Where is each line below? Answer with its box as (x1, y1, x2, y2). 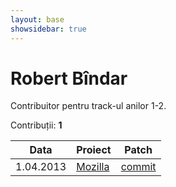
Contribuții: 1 (10, 119, 63, 131)
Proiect (76, 143, 112, 157)
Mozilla (76, 160, 110, 174)
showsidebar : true (10, 24, 87, 34)
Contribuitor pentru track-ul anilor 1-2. (10, 100, 167, 112)
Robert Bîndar (10, 67, 128, 90)
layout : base (10, 14, 65, 25)
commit (120, 160, 157, 174)
